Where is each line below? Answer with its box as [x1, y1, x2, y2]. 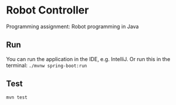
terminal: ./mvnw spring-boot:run [6, 62, 87, 69]
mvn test [6, 94, 28, 100]
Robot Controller [6, 4, 89, 17]
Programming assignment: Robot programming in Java [6, 23, 139, 30]
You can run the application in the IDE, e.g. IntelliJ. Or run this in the [6, 55, 171, 62]
